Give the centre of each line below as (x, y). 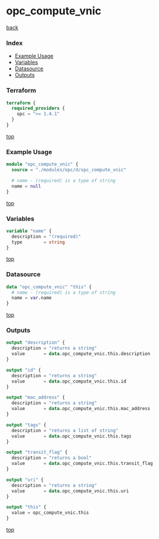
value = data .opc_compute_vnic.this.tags (72, 436)
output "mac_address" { (36, 398)
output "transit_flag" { (37, 452)
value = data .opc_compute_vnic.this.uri (70, 491)
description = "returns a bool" (52, 458)
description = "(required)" (46, 236)
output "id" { (24, 370)
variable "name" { (29, 231)
